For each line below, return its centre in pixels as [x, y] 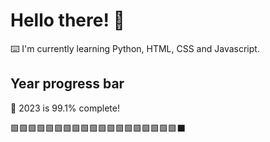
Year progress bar [67, 84]
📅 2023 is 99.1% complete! [65, 108]
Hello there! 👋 [67, 20]
